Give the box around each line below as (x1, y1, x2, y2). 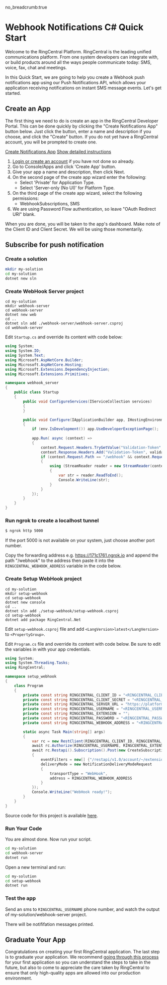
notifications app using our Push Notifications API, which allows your (5, 79, 146, 85)
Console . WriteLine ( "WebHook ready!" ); (31, 790, 112, 795)
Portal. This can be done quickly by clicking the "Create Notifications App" (5, 123, 158, 129)
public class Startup (14, 390, 59, 395)
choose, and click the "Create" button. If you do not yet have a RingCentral (5, 134, 158, 140)
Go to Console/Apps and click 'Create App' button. (12, 163, 116, 169)
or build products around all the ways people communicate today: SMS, (5, 59, 152, 65)
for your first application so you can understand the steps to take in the (5, 959, 151, 966)
